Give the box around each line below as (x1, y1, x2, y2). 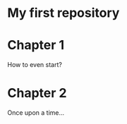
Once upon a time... (7, 108, 65, 117)
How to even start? (7, 61, 62, 69)
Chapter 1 (7, 37, 65, 54)
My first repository (7, 5, 120, 21)
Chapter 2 (7, 85, 67, 101)
